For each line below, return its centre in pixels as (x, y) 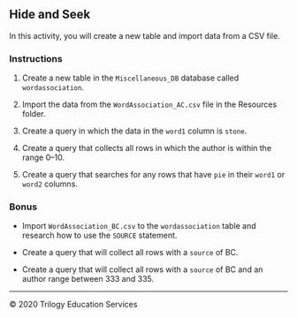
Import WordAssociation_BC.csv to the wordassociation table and (139, 226)
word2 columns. (49, 184)
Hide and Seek (50, 15)
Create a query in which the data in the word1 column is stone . (134, 131)
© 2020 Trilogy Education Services (73, 305)
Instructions (36, 58)
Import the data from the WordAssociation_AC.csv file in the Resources (149, 104)
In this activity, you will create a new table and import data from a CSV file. (145, 35)
